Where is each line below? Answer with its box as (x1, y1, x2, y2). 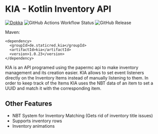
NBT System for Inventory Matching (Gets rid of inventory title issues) (12, 112, 153, 118)
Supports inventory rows (12, 118, 62, 124)
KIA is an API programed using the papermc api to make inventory (5, 64, 139, 70)
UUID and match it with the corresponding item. (5, 85, 102, 91)
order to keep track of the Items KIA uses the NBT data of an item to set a (5, 80, 154, 86)
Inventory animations (12, 123, 55, 129)
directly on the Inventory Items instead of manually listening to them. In (5, 75, 149, 80)
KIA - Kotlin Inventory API (5, 3, 111, 15)
